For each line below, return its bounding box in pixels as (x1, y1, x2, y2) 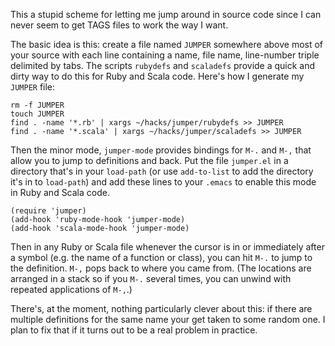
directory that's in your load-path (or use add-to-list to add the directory (10, 165, 314, 177)
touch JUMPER (10, 109, 65, 119)
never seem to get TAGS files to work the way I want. (10, 19, 229, 31)
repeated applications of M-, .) (10, 284, 133, 295)
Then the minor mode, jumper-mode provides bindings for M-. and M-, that (10, 144, 312, 156)
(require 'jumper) (10, 206, 87, 216)
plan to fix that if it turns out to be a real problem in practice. (10, 324, 258, 336)
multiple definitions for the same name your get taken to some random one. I (10, 314, 326, 325)
